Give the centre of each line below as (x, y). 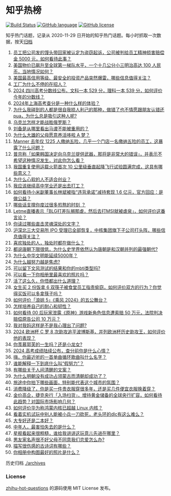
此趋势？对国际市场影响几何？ (44, 401)
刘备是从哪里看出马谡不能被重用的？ (51, 128)
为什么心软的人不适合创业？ (42, 179)
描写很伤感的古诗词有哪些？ (42, 446)
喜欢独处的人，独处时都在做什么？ (49, 243)
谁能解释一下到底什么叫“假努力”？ (48, 363)
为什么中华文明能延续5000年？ (45, 255)
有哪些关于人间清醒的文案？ (42, 370)
